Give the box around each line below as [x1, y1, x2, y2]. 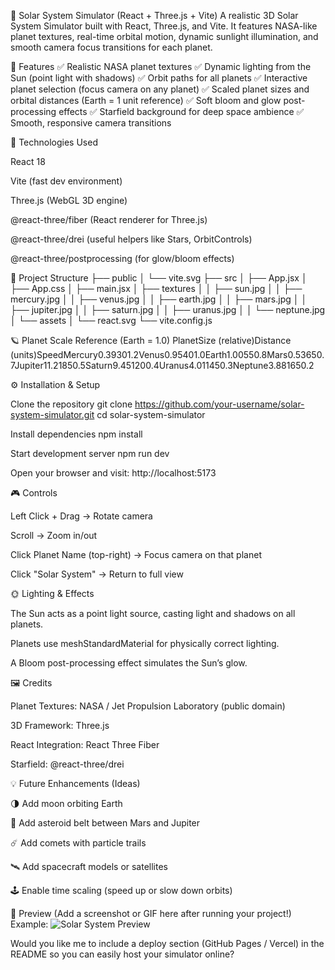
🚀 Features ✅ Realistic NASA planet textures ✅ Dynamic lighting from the [10, 61, 312, 72]
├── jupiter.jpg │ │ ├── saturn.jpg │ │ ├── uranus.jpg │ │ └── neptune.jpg [10, 304, 326, 315]
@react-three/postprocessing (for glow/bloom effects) [10, 253, 235, 264]
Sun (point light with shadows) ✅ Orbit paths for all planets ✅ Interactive [10, 72, 308, 84]
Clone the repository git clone [10, 398, 133, 410]
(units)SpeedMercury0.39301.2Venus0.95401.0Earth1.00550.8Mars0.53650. [10, 349, 325, 360]
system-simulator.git [10, 409, 95, 420]
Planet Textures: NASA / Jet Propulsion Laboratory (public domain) [10, 700, 286, 712]
